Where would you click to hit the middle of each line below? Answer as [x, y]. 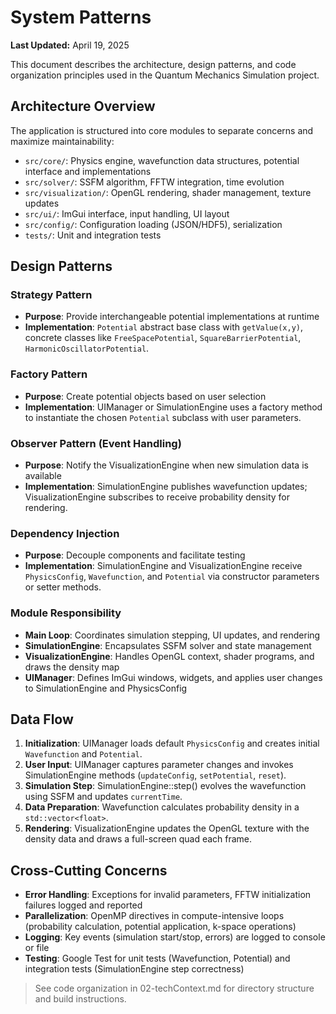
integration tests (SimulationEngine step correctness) [134, 969]
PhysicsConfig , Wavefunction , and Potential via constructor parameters [172, 577]
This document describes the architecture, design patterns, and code [153, 64]
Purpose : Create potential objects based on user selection [145, 396]
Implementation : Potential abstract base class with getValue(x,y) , [164, 327]
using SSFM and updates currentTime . [103, 797]
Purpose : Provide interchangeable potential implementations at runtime [172, 317]
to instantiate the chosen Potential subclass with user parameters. [163, 417]
